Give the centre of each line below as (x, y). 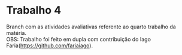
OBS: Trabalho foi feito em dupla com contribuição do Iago (79, 39)
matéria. (16, 33)
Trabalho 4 (34, 10)
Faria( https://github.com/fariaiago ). (50, 46)
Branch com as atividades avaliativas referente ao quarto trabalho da (91, 27)
